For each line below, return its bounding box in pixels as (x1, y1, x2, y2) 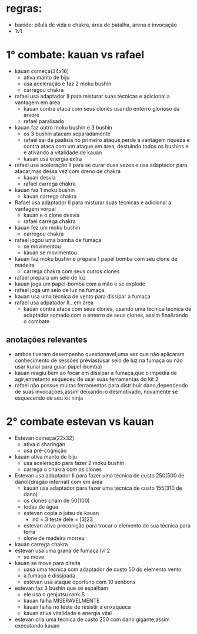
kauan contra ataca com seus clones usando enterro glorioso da (23, 105, 180, 112)
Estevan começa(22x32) (14, 434, 75, 442)
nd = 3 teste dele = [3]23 (32, 516, 93, 523)
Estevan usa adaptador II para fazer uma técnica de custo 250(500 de (14, 472, 185, 479)
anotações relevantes (6, 335, 88, 345)
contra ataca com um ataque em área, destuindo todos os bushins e (23, 142, 189, 150)
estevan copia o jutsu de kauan (23, 509, 99, 516)
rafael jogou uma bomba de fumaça (14, 236, 102, 243)
